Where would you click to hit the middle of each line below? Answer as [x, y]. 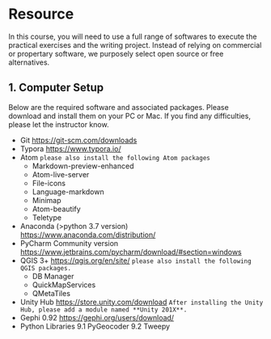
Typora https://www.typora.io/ [70, 148]
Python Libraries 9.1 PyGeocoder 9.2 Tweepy [95, 326]
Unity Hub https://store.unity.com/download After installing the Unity [142, 302]
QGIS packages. [46, 268]
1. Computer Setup [56, 88]
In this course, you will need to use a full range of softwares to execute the [133, 36]
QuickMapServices [64, 285]
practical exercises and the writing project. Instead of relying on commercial [135, 44]
